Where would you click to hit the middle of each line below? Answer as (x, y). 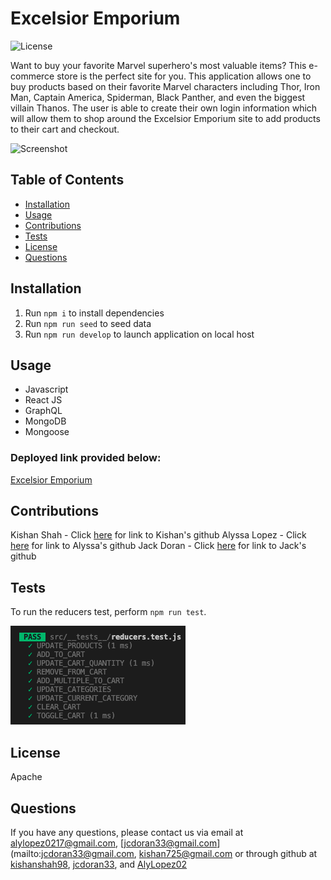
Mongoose (47, 432)
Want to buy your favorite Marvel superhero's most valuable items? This (158, 65)
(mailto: (26, 853)
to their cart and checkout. (65, 129)
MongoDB (45, 421)
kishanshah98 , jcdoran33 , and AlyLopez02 (99, 864)
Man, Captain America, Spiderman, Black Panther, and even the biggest (158, 97)
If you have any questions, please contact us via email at (127, 832)
